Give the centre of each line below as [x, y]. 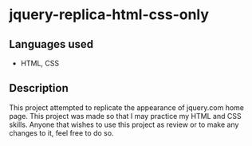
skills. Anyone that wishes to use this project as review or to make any [124, 124]
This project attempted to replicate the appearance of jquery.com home [126, 107]
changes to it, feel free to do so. [61, 132]
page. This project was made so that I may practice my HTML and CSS [125, 116]
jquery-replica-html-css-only [109, 15]
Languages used [51, 44]
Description [39, 88]
